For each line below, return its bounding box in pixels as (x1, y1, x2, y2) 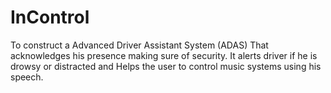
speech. (10, 71, 44, 83)
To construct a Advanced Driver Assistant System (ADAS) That (10, 39, 269, 51)
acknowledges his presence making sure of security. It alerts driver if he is (10, 49, 318, 61)
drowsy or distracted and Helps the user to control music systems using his (10, 60, 322, 72)
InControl (10, 6, 90, 29)
